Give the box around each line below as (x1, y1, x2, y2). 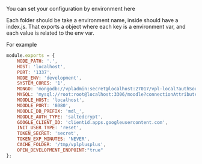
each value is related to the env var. (6, 29, 94, 37)
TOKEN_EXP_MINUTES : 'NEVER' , (17, 136, 90, 142)
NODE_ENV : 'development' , (17, 75, 82, 81)
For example (6, 41, 37, 48)
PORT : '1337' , (17, 69, 52, 75)
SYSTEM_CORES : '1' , (17, 80, 66, 86)
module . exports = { (6, 53, 55, 59)
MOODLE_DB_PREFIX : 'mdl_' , (17, 108, 85, 114)
